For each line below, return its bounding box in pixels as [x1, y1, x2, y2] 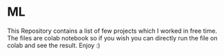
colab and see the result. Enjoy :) [7, 41, 101, 49]
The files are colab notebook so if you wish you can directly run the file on [7, 33, 218, 42]
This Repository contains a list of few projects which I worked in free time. [7, 27, 218, 35]
